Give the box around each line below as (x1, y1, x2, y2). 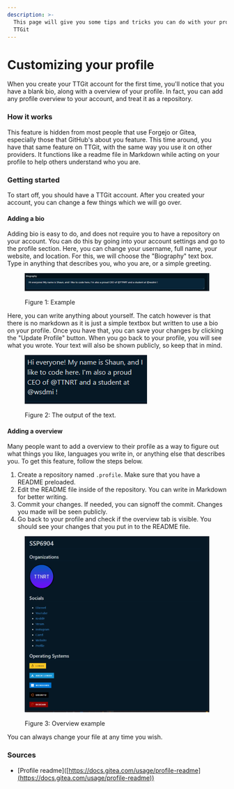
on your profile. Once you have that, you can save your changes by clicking (7, 326, 224, 335)
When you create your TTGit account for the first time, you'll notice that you (7, 80, 225, 89)
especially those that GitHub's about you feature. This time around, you (7, 135, 212, 144)
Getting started (7, 175, 61, 185)
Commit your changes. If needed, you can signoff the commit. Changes (17, 500, 223, 509)
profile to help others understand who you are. (7, 158, 141, 166)
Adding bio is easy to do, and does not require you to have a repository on (7, 230, 221, 238)
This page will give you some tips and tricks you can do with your (13, 18, 217, 26)
